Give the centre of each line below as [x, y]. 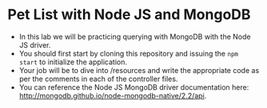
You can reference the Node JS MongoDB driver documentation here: [134, 87]
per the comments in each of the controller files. [98, 79]
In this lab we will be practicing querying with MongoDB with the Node [135, 37]
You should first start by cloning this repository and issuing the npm [129, 53]
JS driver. [35, 44]
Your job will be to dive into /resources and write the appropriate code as [139, 70]
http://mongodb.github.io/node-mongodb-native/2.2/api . [113, 95]
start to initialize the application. [73, 62]
